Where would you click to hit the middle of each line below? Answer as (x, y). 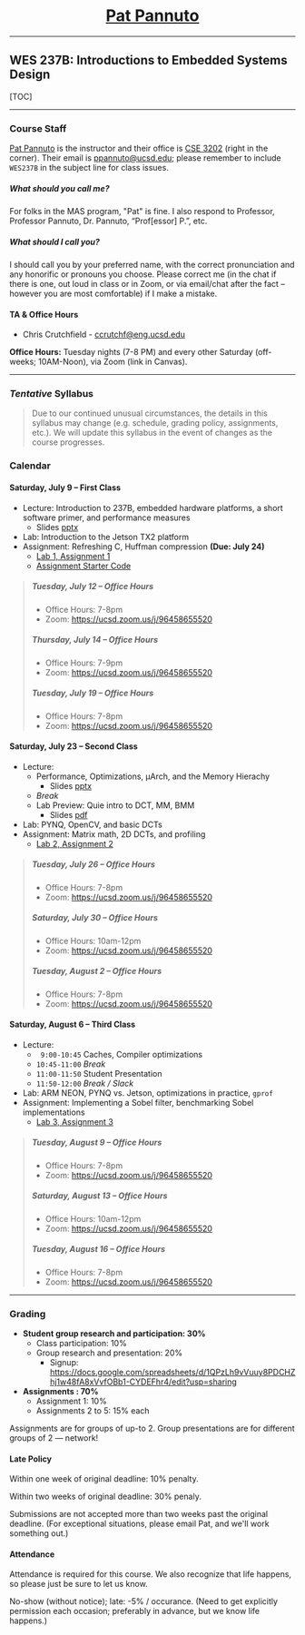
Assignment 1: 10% (71, 1401)
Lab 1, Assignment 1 (73, 556)
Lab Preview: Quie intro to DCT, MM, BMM (115, 805)
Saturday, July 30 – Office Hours (95, 918)
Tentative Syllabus (51, 394)
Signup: (64, 1363)
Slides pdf (69, 814)
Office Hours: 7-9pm (84, 663)
